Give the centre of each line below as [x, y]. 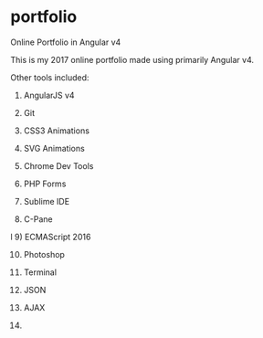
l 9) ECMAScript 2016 [51, 237]
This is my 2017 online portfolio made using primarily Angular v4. [132, 59]
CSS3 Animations [57, 131]
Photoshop [44, 254]
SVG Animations [54, 148]
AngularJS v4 [49, 95]
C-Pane [38, 219]
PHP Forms [45, 184]
